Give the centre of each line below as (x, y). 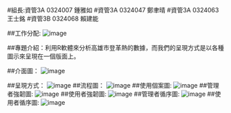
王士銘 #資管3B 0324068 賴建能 (53, 18)
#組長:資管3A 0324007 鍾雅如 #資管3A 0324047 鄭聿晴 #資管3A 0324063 (113, 10)
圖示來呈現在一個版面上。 (43, 56)
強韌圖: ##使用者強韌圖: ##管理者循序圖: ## (114, 94)
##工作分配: (24, 33)
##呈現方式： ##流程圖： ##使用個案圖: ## (107, 85)
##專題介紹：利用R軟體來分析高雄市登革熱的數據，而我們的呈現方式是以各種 (115, 48)
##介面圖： (23, 71)
